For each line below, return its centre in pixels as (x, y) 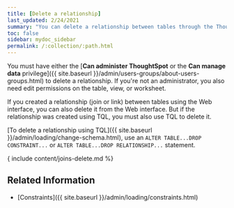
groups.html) (25, 81)
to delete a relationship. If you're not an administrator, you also (135, 81)
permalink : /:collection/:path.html (60, 46)
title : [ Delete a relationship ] (54, 14)
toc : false (23, 33)
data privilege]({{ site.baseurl (49, 73)
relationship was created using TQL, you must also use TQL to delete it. (109, 117)
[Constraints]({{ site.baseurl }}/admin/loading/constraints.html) (108, 197)
